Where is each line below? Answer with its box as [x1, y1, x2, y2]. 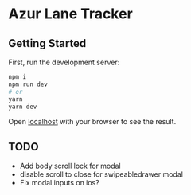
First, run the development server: [8, 57, 120, 67]
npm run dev [8, 80, 48, 88]
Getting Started [8, 37, 87, 50]
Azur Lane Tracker [8, 5, 133, 23]
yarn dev [8, 103, 37, 111]
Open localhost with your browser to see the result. [8, 117, 177, 127]
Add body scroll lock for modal [19, 161, 121, 171]
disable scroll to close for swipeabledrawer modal [19, 170, 183, 179]
